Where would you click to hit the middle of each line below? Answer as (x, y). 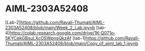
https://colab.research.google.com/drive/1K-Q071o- (63, 33)
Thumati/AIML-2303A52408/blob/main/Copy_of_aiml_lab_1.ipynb (72, 43)
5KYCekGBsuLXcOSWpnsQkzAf (38, 38)
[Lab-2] (13, 22)
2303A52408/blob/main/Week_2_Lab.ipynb (50, 27)
